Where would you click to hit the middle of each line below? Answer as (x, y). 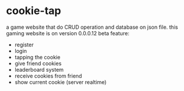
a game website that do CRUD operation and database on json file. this (92, 27)
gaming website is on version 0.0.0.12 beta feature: (68, 33)
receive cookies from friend (48, 76)
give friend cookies (38, 63)
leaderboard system (39, 69)
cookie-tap (34, 11)
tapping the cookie (37, 57)
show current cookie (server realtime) (60, 82)
